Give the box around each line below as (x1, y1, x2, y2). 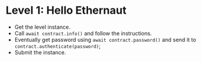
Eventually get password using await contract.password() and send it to (14, 36, 197, 43)
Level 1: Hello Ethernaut (5, 4, 127, 17)
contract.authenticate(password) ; (14, 42, 101, 50)
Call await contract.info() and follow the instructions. (14, 29, 152, 36)
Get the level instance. (14, 23, 71, 30)
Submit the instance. (14, 48, 66, 56)
